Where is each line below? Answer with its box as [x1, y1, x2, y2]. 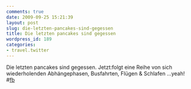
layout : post [6, 20, 39, 26]
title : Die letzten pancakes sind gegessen [6, 31, 116, 37]
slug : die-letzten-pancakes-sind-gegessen [6, 25, 113, 31]
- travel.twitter [6, 47, 50, 53]
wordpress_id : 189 [6, 36, 52, 42]
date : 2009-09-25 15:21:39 [6, 14, 73, 20]
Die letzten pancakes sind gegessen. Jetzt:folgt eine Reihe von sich [6, 63, 172, 71]
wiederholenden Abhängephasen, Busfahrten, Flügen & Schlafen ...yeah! [6, 69, 185, 77]
